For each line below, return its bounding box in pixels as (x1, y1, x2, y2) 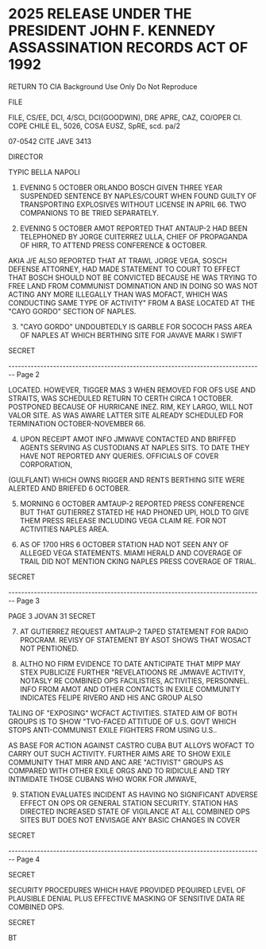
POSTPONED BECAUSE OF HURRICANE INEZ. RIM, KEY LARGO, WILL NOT (8, 402, 254, 411)
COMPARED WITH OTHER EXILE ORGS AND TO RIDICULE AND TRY (8, 765, 230, 776)
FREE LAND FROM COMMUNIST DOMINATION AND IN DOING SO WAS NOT (8, 281, 258, 290)
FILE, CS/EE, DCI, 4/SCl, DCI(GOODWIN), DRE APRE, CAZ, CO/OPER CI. (8, 112, 242, 122)
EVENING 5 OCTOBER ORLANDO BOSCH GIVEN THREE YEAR (19, 182, 223, 192)
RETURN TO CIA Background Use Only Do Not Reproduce (8, 81, 198, 91)
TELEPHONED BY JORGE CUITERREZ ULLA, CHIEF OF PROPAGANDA (19, 231, 248, 241)
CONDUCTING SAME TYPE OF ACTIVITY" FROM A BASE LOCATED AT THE (8, 298, 256, 307)
